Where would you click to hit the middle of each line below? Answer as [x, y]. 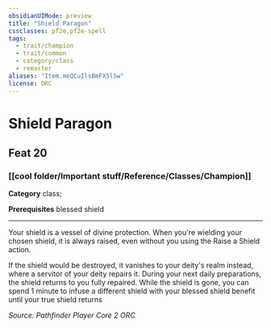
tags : [17, 38]
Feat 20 [28, 153]
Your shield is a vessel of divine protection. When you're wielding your [125, 233]
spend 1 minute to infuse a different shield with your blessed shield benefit [132, 291]
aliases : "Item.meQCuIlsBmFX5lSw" [67, 76]
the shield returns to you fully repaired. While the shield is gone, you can [129, 283]
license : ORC [30, 83]
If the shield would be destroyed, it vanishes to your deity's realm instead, [131, 265]
